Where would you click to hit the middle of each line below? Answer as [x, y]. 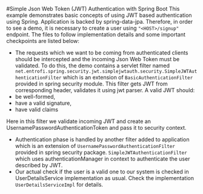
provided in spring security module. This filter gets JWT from [91, 84]
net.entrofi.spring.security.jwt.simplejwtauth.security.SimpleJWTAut [106, 72]
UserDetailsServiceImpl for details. [59, 185]
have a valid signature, [43, 103]
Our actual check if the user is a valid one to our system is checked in [102, 172]
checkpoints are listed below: [43, 41]
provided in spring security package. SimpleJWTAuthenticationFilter [101, 152]
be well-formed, [35, 97]
